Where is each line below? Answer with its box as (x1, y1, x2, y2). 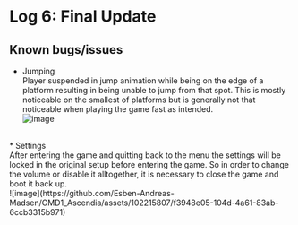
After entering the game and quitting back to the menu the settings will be (9, 150, 282, 160)
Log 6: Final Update (9, 6, 157, 27)
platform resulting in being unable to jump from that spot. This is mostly (21, 85, 286, 95)
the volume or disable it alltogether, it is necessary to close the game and (9, 169, 279, 179)
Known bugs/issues (9, 42, 123, 57)
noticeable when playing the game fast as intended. (21, 104, 214, 114)
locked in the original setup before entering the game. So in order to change (9, 160, 289, 169)
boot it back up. (9, 178, 67, 189)
